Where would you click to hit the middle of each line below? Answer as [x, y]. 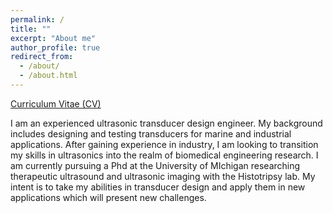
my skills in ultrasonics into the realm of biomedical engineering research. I [164, 155]
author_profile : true [55, 47]
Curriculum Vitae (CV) [56, 103]
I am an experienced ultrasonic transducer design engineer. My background [166, 123]
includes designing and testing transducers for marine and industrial [151, 133]
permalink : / [37, 19]
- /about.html [48, 76]
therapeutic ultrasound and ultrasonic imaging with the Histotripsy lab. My [163, 176]
